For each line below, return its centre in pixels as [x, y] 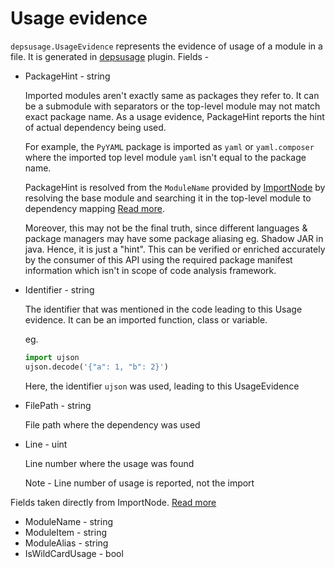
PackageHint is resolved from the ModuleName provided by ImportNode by [175, 187]
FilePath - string [58, 405]
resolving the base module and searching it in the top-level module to [168, 198]
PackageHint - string [67, 76]
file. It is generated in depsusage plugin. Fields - [110, 56]
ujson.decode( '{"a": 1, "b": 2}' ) [96, 367]
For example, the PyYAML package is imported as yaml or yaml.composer [169, 146]
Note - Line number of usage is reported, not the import [139, 483]
